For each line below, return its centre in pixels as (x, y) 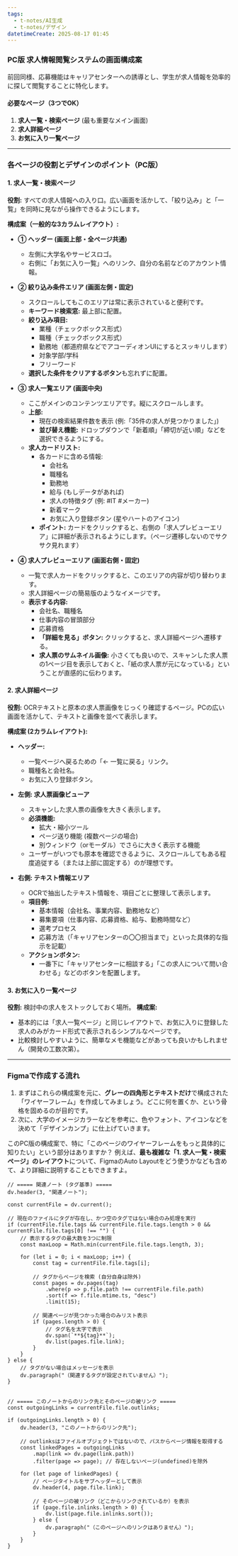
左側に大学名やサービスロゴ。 (72, 254)
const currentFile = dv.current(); (60, 1204)
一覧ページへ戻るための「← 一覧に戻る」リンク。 (100, 762)
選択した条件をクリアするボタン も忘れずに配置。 (100, 373)
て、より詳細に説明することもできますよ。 (69, 1170)
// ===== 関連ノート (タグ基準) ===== (59, 1185)
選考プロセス (57, 928)
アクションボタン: (54, 955)
